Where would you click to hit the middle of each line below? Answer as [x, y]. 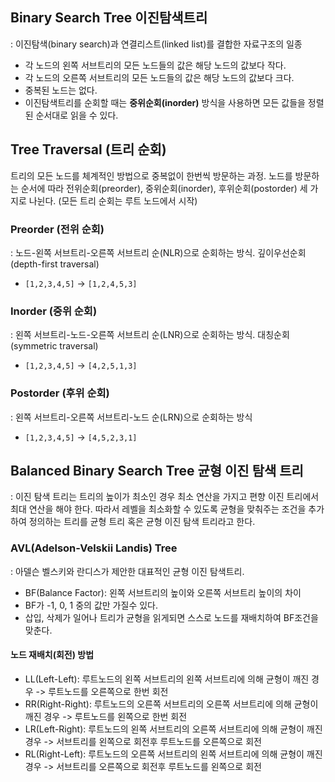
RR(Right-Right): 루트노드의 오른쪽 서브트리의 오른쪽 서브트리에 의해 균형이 [171, 704]
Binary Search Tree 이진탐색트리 [109, 18]
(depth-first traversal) [55, 264]
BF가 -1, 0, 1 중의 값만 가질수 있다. [91, 605]
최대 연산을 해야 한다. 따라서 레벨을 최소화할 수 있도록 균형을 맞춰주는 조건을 [158, 509]
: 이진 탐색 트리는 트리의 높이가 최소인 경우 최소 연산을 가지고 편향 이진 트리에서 [165, 497]
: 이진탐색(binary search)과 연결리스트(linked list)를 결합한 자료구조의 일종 [156, 44]
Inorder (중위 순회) [54, 311]
